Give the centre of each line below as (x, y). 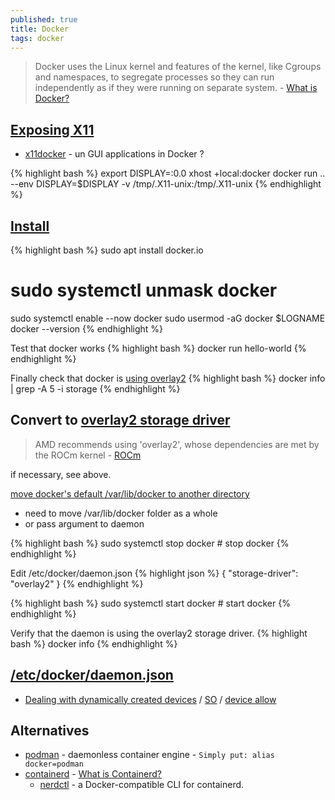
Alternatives (50, 730)
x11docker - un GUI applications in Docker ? (114, 154)
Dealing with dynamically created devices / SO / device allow (150, 699)
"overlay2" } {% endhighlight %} (77, 583)
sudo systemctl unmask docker (144, 290)
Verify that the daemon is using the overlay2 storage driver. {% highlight (159, 633)
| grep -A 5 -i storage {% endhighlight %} (95, 388)
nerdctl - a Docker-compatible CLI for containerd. (142, 785)
